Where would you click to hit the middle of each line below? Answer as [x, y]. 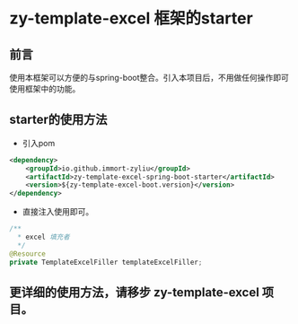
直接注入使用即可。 [58, 212]
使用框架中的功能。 [45, 89]
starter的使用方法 [58, 120]
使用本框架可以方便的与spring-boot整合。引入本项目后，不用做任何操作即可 [149, 78]
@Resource [28, 254]
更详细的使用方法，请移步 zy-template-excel [135, 292]
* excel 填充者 [44, 237]
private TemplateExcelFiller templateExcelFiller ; [106, 262]
